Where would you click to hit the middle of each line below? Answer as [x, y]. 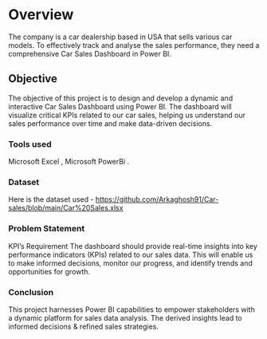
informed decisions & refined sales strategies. [84, 326]
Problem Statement [47, 229]
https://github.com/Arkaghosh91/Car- [157, 199]
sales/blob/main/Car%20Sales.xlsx [66, 208]
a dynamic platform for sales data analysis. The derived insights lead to [125, 317]
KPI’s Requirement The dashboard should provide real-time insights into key [133, 246]
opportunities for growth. [49, 271]
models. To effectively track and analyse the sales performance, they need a [134, 45]
